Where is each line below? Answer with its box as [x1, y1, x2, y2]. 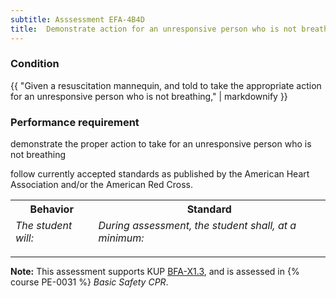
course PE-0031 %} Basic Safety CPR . [10, 276, 169, 288]
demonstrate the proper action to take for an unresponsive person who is [10, 138, 312, 150]
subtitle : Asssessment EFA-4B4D [10, 14, 145, 25]
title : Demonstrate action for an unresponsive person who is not [10, 24, 298, 34]
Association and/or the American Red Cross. [10, 179, 194, 191]
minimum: [98, 231, 145, 245]
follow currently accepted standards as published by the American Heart [10, 168, 310, 180]
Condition [10, 57, 60, 71]
